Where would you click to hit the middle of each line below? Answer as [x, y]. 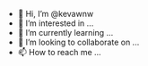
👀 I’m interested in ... [56, 23]
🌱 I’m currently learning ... [65, 33]
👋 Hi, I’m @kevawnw [56, 14]
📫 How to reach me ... [59, 52]
